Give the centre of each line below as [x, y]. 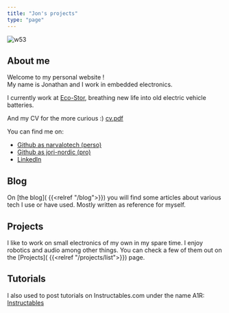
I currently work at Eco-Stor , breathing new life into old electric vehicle [107, 98]
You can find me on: [35, 132]
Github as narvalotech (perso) [59, 145]
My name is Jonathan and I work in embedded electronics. [90, 85]
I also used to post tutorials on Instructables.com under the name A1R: [106, 295]
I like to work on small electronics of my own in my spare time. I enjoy [105, 242]
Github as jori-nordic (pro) [54, 152]
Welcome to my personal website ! [56, 77]
